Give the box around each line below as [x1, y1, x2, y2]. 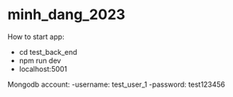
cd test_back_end [18, 47, 77, 56]
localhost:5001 [18, 64, 68, 73]
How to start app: [7, 32, 65, 41]
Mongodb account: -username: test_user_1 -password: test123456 [7, 80, 226, 89]
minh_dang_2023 [7, 6, 125, 24]
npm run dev [18, 56, 61, 65]
